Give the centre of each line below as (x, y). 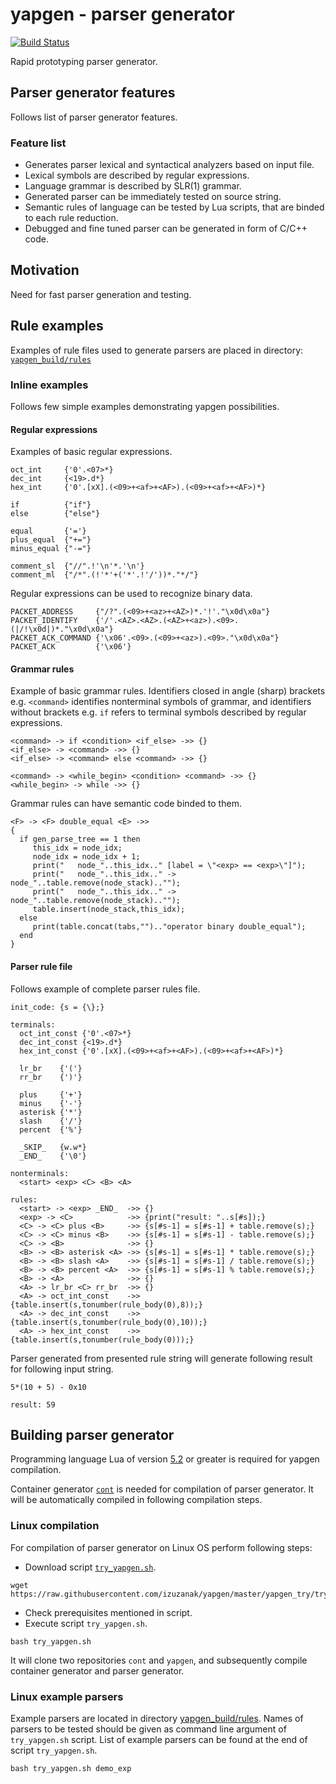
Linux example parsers (67, 1696)
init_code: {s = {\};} (57, 1007)
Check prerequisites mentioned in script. (108, 1612)
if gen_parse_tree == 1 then (80, 839)
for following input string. (62, 1369)
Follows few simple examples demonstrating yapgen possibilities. (145, 406)
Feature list (38, 143)
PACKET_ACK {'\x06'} (71, 647)
